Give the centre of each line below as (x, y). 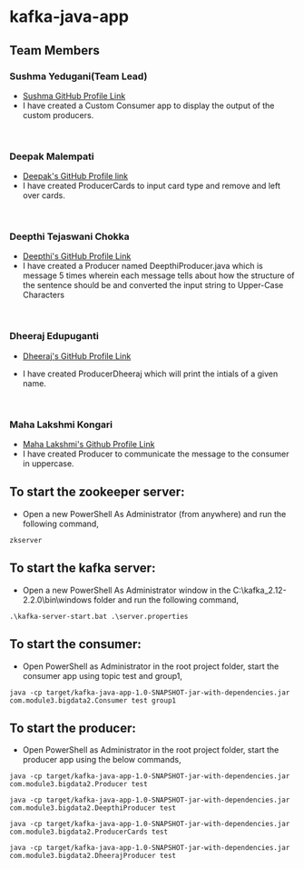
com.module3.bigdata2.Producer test (78, 784)
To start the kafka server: (83, 569)
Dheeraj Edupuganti (54, 336)
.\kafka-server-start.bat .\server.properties (99, 616)
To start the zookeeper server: (97, 492)
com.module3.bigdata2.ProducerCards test (89, 832)
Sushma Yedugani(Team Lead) (78, 76)
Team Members (54, 50)
